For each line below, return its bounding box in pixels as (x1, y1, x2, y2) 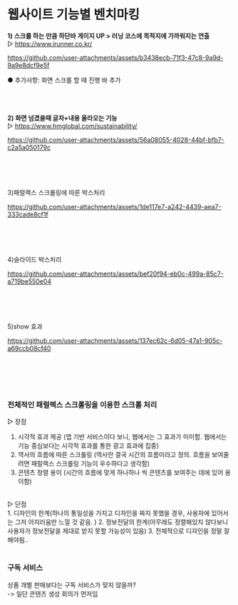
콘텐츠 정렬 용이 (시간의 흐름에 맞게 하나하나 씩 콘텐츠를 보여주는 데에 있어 (17, 469, 224, 477)
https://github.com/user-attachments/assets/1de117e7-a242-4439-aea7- (7, 202, 222, 211)
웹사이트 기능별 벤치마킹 (7, 6, 140, 23)
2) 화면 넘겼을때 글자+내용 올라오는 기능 (7, 114, 118, 122)
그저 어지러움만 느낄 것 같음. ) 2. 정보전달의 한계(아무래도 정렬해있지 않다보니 (14, 518, 229, 526)
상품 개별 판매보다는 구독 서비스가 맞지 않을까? (7, 580, 137, 589)
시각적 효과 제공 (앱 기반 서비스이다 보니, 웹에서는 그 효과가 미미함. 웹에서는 (17, 433, 227, 441)
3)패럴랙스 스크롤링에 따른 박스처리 (7, 188, 105, 196)
